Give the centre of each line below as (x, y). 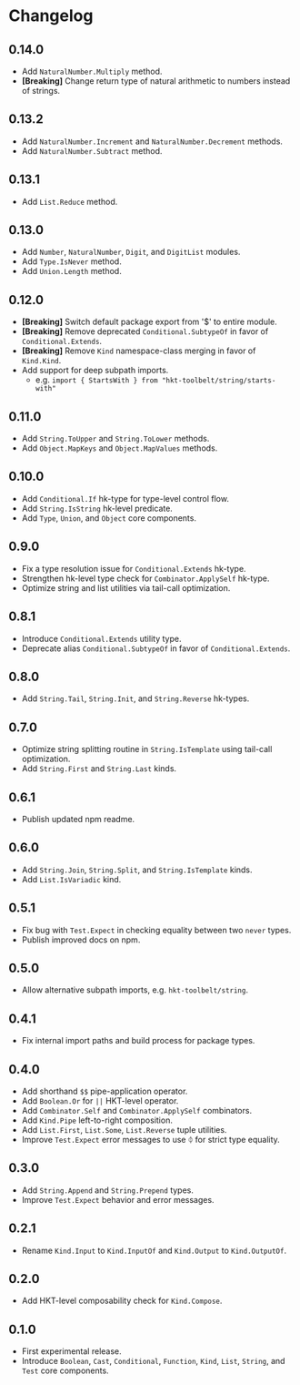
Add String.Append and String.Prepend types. (108, 1190)
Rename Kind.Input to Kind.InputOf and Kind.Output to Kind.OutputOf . (154, 1250)
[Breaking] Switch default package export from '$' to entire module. (150, 322)
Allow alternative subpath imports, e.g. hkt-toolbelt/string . (135, 990)
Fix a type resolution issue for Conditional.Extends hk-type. (134, 568)
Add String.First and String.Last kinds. (99, 769)
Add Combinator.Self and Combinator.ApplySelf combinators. (136, 1110)
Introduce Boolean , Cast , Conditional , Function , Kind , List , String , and (153, 1361)
